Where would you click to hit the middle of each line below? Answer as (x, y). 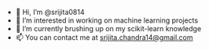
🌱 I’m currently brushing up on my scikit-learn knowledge (108, 29)
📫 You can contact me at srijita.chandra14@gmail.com (104, 37)
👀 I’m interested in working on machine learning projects (107, 20)
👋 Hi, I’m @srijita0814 (50, 12)
